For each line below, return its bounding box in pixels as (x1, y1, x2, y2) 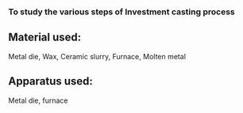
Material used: (8, 31, 82, 44)
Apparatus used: (8, 74, 94, 89)
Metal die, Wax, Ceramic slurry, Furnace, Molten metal (8, 51, 187, 61)
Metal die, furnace (8, 96, 68, 105)
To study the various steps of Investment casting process (8, 6, 236, 17)
